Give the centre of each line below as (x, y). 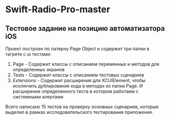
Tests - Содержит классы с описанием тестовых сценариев (78, 75)
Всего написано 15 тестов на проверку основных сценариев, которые (82, 107)
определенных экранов (39, 69)
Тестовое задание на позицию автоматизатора (85, 28)
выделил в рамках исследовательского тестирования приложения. (79, 112)
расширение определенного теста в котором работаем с (76, 91)
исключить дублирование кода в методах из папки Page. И (78, 86)
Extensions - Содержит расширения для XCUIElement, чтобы (79, 80)
